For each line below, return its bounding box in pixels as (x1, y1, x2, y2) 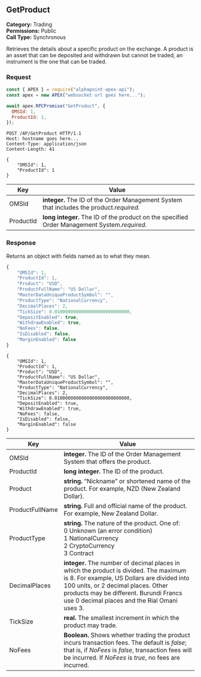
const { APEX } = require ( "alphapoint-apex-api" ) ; (6, 87, 135, 93)
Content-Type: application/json (6, 141, 87, 147)
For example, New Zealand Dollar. (63, 509, 159, 517)
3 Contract (63, 549, 94, 557)
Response (6, 238, 36, 247)
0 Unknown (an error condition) (63, 526, 153, 535)
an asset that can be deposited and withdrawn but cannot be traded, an (6, 51, 183, 59)
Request (6, 73, 31, 81)
